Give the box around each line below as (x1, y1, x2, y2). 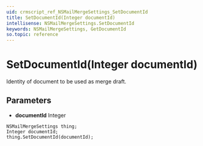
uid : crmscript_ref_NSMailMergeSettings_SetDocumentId (6, 9, 148, 15)
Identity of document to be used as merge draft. (6, 78, 126, 85)
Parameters (6, 96, 52, 106)
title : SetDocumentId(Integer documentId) (6, 15, 115, 21)
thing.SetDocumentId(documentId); (6, 134, 94, 140)
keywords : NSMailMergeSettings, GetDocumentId (6, 26, 126, 32)
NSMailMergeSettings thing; (6, 123, 78, 130)
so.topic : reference (6, 32, 59, 38)
